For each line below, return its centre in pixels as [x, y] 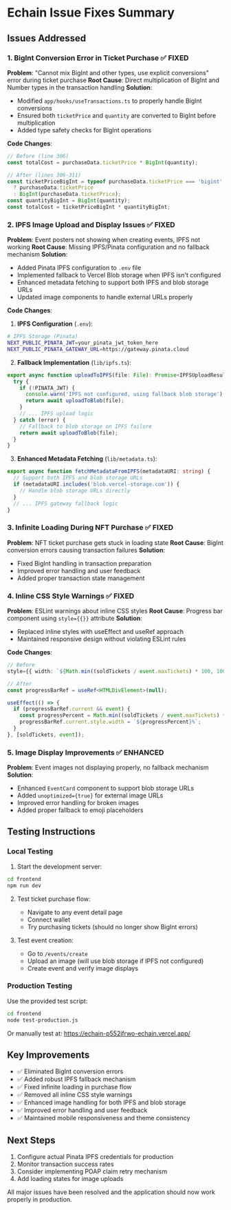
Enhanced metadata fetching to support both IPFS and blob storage [113, 282]
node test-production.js [43, 1020]
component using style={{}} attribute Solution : [75, 618]
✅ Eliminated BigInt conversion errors [70, 1071]
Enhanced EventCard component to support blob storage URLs [106, 789]
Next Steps [31, 1140]
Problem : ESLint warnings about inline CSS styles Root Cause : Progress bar [115, 611]
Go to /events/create [57, 953]
